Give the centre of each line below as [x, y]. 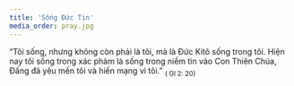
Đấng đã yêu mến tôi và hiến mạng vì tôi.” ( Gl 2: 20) [103, 71]
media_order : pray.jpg [52, 26]
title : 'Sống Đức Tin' [52, 17]
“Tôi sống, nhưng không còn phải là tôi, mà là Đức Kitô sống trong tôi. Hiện [147, 51]
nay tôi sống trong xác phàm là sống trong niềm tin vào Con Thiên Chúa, [143, 61]
